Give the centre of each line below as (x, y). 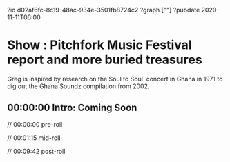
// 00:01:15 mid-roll (34, 138)
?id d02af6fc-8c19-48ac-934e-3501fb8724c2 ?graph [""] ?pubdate (104, 10)
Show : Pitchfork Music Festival (99, 45)
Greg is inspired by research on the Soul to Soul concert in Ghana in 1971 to (115, 79)
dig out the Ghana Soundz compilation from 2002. (78, 86)
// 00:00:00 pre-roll (35, 124)
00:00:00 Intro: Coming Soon (72, 108)
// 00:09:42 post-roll (36, 151)
